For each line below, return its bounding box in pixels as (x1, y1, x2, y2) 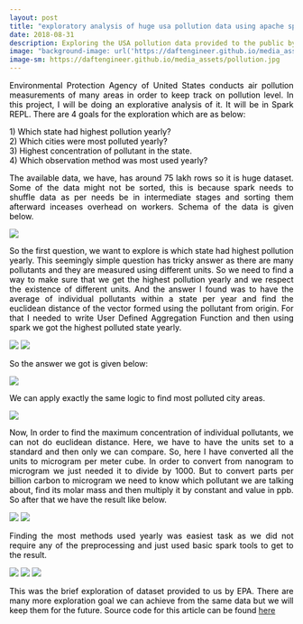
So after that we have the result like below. (9, 494, 167, 505)
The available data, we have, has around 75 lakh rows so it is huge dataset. (9, 172, 294, 183)
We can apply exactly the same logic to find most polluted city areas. (9, 393, 266, 403)
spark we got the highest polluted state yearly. (9, 322, 182, 332)
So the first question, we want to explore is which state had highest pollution (9, 246, 294, 256)
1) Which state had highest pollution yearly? (9, 126, 171, 136)
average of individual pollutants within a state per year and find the (9, 293, 294, 303)
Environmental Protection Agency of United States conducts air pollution (9, 80, 294, 90)
